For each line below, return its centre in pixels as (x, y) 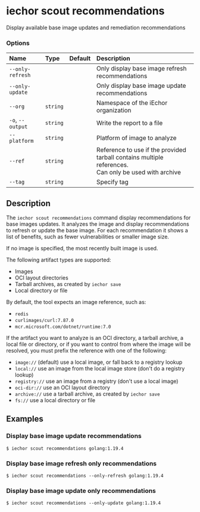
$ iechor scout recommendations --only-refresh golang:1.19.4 (85, 476)
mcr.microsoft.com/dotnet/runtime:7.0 (63, 327)
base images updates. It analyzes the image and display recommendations (98, 224)
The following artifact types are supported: (59, 260)
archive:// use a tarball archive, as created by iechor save (87, 394)
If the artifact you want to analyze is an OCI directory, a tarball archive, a (95, 338)
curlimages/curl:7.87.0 (44, 321)
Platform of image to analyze (136, 138)
